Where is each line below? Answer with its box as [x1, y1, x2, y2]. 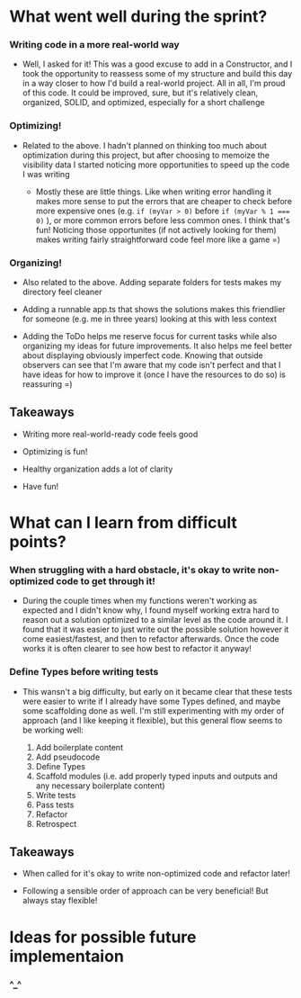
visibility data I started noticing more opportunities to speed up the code [22, 159, 290, 170]
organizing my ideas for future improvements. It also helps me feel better [22, 340, 293, 352]
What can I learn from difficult [9, 513, 238, 533]
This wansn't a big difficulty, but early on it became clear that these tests [22, 686, 293, 697]
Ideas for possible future [9, 927, 197, 947]
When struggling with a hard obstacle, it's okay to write [9, 564, 256, 576]
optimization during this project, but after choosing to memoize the [22, 149, 270, 160]
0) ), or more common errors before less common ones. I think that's [35, 214, 290, 226]
